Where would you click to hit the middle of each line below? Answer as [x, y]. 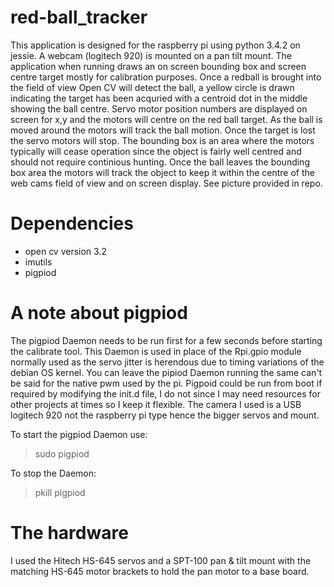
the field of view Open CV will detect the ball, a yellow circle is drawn [152, 87]
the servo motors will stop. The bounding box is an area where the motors [162, 140]
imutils [38, 262]
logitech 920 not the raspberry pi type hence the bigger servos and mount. [165, 415]
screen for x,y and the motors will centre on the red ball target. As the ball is [166, 119]
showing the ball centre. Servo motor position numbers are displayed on [159, 108]
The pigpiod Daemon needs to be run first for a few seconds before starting [166, 340]
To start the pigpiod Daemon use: [79, 434]
